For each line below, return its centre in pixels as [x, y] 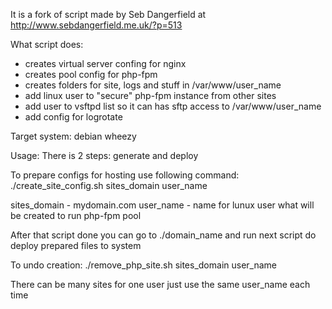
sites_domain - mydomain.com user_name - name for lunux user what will [162, 205]
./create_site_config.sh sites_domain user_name [109, 185]
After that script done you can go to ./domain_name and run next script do [163, 235]
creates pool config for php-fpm [91, 74]
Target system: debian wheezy [73, 136]
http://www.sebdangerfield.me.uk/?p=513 [96, 25]
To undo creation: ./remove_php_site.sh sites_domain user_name [144, 265]
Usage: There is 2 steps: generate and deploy [104, 155]
